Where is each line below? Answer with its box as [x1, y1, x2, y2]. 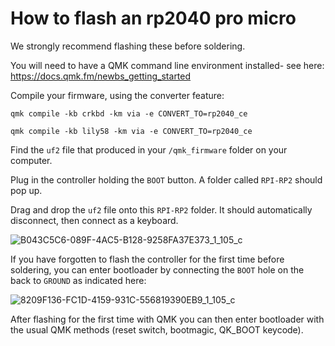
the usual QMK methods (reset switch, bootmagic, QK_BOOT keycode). [10, 323, 304, 336]
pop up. [10, 184, 43, 196]
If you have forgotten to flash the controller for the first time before [10, 253, 285, 265]
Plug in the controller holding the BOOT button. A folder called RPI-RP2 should [10, 173, 323, 186]
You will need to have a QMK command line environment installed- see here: [10, 59, 325, 71]
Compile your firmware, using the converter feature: [10, 89, 225, 101]
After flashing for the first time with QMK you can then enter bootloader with [10, 313, 325, 325]
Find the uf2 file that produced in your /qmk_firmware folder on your [10, 143, 288, 156]
